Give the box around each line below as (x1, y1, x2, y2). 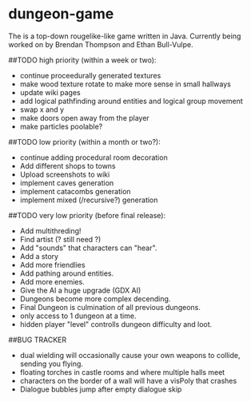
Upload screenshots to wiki (19, 169, 110, 179)
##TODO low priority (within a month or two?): (8, 137, 161, 146)
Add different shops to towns (19, 161, 116, 170)
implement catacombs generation (19, 186, 131, 196)
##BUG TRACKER (8, 335, 66, 344)
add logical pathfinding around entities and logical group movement (19, 96, 244, 105)
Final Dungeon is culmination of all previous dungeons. (19, 302, 201, 312)
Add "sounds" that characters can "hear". (19, 243, 157, 253)
